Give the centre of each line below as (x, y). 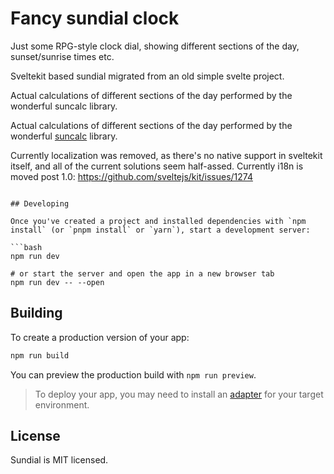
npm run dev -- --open (57, 282)
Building (36, 313)
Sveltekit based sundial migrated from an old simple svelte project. (147, 76)
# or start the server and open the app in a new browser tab (142, 273)
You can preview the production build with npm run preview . (133, 374)
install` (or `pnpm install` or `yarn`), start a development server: (160, 230)
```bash (26, 247)
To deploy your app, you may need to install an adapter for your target (179, 394)
